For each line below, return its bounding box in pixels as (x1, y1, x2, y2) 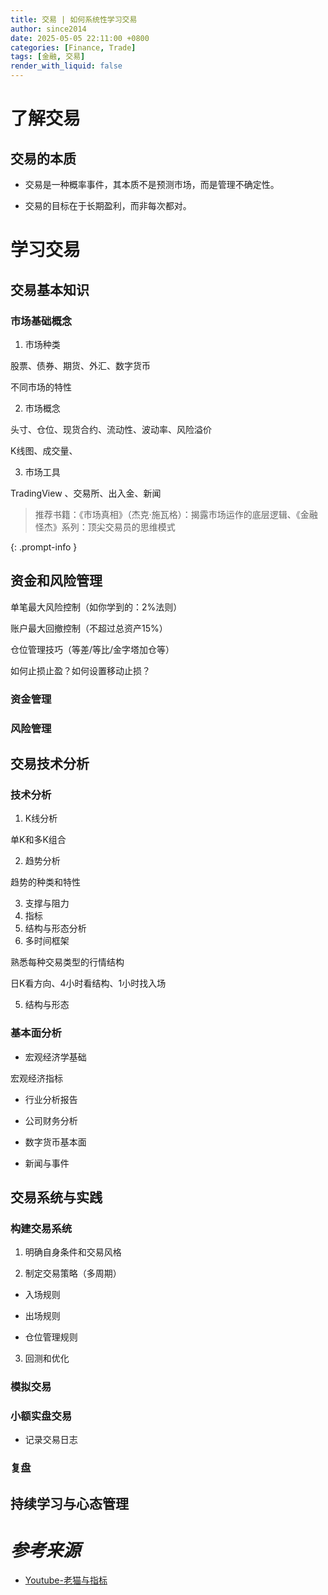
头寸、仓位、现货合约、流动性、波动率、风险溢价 (10, 423, 212, 435)
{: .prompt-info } (10, 541, 78, 553)
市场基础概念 (10, 314, 73, 328)
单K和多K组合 (10, 834, 67, 846)
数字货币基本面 (24, 1136, 87, 1148)
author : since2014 (10, 24, 87, 34)
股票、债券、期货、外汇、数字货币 (10, 359, 151, 371)
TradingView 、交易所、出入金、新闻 (10, 487, 162, 499)
